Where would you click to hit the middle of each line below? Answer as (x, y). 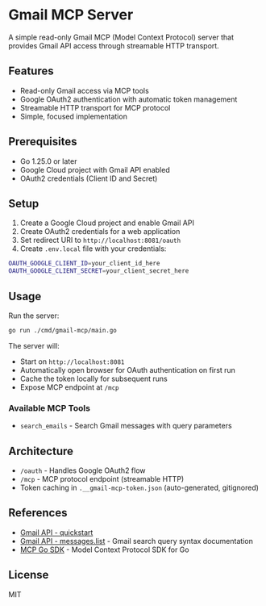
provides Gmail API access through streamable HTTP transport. (114, 45)
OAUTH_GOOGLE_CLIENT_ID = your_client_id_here (84, 264)
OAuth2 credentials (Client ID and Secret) (89, 178)
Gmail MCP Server (71, 15)
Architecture (41, 451)
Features (31, 71)
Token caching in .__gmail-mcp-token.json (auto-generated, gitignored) (139, 487)
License (29, 575)
